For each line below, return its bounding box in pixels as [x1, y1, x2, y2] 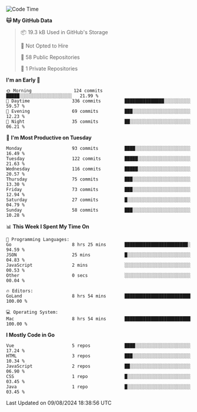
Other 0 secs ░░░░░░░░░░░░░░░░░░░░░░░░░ [6, 273, 191, 279]
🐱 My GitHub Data [6, 17, 53, 24]
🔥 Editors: [6, 288, 34, 294]
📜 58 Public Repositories [20, 53, 81, 61]
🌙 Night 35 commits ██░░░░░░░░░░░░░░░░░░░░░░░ [6, 119, 191, 125]
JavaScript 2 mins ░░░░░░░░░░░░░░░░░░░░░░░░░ [6, 262, 191, 268]
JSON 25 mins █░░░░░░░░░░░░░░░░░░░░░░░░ [6, 252, 191, 258]
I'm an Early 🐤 [6, 76, 41, 83]
